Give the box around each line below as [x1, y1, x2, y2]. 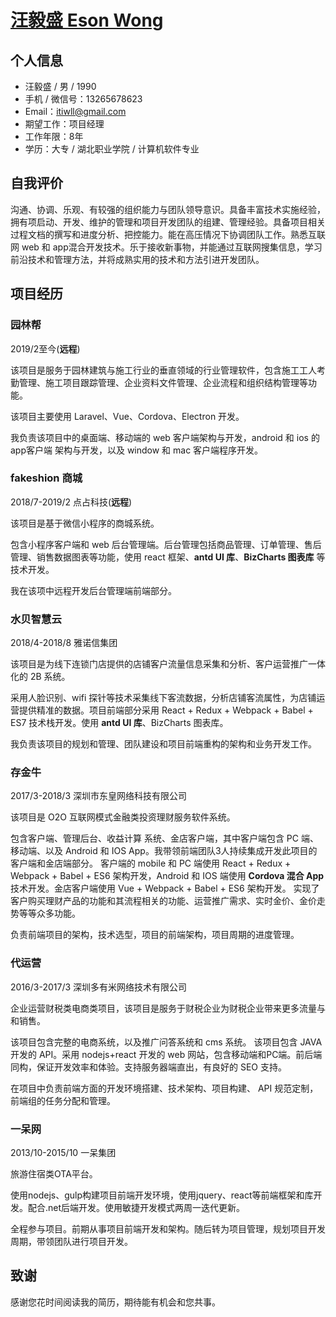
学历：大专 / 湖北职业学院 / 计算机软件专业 [24, 143, 200, 155]
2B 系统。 [29, 671, 71, 683]
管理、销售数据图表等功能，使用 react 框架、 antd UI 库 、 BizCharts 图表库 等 [10, 551, 326, 563]
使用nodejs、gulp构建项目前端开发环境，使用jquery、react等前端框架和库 [10, 1189, 314, 1201]
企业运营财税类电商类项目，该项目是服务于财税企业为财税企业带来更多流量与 [10, 1002, 326, 1014]
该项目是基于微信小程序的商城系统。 [10, 517, 160, 529]
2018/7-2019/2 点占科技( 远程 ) [10, 496, 133, 508]
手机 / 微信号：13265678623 [24, 93, 143, 105]
